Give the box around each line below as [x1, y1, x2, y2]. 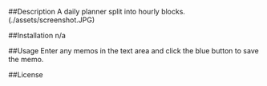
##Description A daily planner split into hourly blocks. [8, 7, 186, 16]
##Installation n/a [8, 31, 67, 40]
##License [8, 70, 44, 79]
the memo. [8, 55, 44, 64]
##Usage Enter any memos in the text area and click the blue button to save [8, 46, 259, 55]
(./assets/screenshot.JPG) [8, 15, 95, 25]
